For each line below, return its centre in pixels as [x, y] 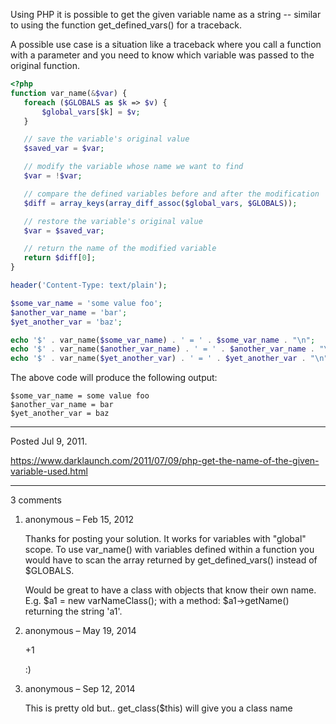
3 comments [36, 500]
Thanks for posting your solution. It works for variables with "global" [165, 539]
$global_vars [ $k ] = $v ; [91, 112]
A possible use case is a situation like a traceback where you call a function [166, 44]
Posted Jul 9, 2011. [49, 441]
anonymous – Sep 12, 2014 [80, 689]
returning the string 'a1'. [73, 611]
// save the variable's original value [106, 139]
